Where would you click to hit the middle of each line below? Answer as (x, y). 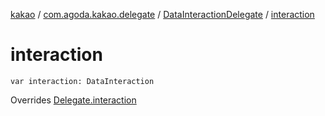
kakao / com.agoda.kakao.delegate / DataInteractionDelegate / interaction (162, 14)
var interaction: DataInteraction (82, 81)
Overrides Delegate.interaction (73, 100)
